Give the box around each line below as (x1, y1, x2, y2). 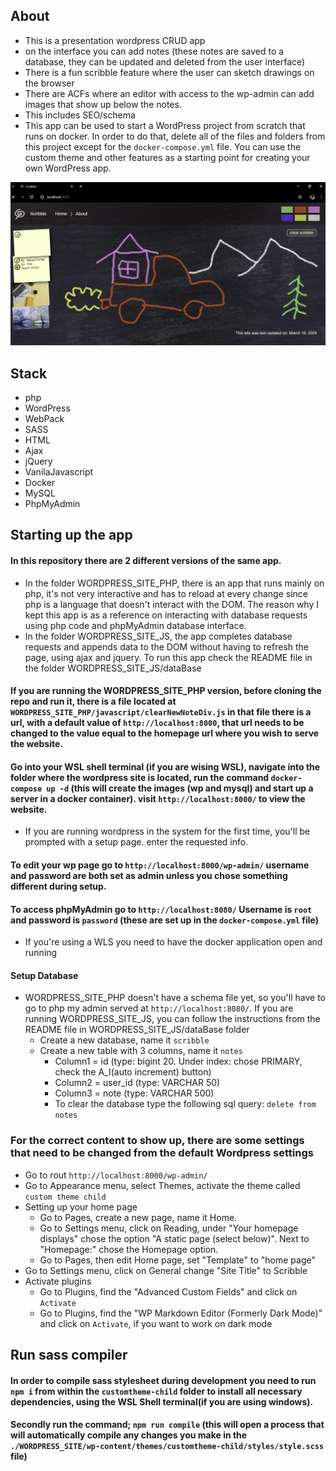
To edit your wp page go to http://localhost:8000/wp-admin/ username (10, 859, 310, 871)
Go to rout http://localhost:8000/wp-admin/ (24, 1169, 208, 1181)
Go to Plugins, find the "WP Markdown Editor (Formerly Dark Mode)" (39, 1307, 323, 1319)
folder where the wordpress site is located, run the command (10, 771, 270, 783)
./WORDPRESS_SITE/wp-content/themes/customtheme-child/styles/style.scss (10, 1442, 325, 1452)
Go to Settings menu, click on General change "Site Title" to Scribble (24, 1264, 308, 1276)
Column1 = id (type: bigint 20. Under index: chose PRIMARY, (54, 1055, 303, 1068)
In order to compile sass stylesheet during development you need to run (10, 1374, 317, 1386)
